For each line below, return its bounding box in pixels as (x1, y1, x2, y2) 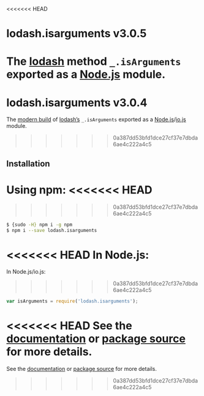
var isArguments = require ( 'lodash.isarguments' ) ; (6, 298, 138, 305)
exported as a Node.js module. (6, 67, 166, 81)
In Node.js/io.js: (6, 268, 46, 275)
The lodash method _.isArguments (6, 54, 181, 69)
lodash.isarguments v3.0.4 (6, 95, 148, 110)
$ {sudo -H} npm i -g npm (6, 222, 72, 228)
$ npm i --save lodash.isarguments (6, 227, 97, 233)
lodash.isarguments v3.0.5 (6, 27, 147, 40)
